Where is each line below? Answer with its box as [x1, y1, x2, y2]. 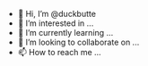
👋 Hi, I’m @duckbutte [17, 9, 97, 19]
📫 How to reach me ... [17, 47, 101, 57]
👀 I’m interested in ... [17, 18, 94, 29]
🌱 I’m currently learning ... [17, 28, 114, 37]
